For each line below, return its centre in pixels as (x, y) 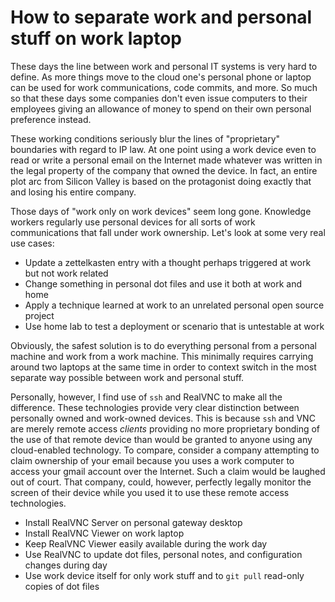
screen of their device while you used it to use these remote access (150, 492)
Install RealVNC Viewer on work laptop (104, 533)
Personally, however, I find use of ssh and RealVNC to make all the (146, 397)
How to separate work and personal (161, 17)
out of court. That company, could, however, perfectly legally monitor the (161, 482)
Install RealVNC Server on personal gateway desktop (133, 522)
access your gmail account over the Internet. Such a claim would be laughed (168, 471)
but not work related (66, 273)
